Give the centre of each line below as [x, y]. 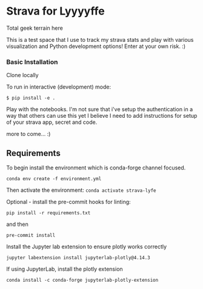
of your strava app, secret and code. [52, 122]
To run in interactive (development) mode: [58, 87]
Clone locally [22, 75]
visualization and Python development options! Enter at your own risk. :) [96, 46]
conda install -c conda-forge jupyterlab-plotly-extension [82, 280]
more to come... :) [28, 134]
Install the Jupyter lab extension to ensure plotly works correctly [87, 246]
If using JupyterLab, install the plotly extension [65, 269]
